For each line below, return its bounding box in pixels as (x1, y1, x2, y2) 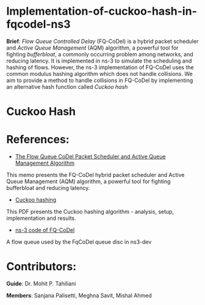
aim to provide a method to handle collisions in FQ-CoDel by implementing (6, 77, 193, 84)
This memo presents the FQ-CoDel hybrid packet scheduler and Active (6, 171, 185, 179)
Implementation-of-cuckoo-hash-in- (6, 4, 197, 18)
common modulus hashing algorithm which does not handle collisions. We (6, 70, 193, 77)
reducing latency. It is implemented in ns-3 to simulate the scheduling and (6, 57, 192, 64)
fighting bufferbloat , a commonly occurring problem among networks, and (6, 50, 193, 58)
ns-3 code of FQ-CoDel (15, 227, 75, 234)
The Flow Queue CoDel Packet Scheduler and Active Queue (15, 153, 166, 160)
